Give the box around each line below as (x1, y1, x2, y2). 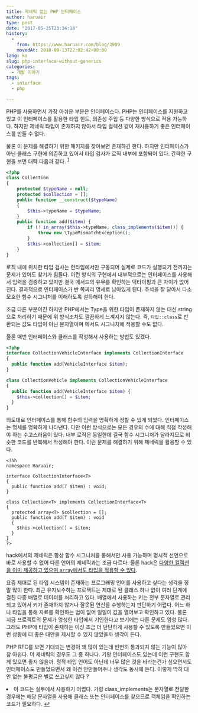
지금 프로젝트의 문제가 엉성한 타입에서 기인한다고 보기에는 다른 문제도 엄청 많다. (6, 616, 189, 623)
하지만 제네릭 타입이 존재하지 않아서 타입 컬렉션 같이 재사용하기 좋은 (14, 122, 170, 130)
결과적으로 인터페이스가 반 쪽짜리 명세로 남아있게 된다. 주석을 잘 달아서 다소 (18, 285, 192, 293)
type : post (6, 20, 33, 25)
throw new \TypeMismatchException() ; (37, 230, 131, 236)
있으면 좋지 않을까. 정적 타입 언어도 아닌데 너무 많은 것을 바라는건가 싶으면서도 (12, 658, 192, 666)
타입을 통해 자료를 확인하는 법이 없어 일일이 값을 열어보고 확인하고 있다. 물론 (12, 609, 187, 616)
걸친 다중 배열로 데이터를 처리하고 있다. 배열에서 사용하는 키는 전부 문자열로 (6, 594, 180, 601)
